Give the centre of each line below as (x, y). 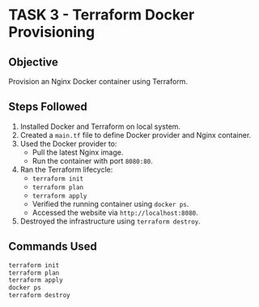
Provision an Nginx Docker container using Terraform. (98, 81)
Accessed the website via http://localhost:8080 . (115, 212)
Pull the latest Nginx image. (78, 152)
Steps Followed (48, 107)
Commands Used (53, 247)
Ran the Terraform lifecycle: (66, 169)
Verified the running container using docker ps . (110, 203)
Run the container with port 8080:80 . (93, 160)
